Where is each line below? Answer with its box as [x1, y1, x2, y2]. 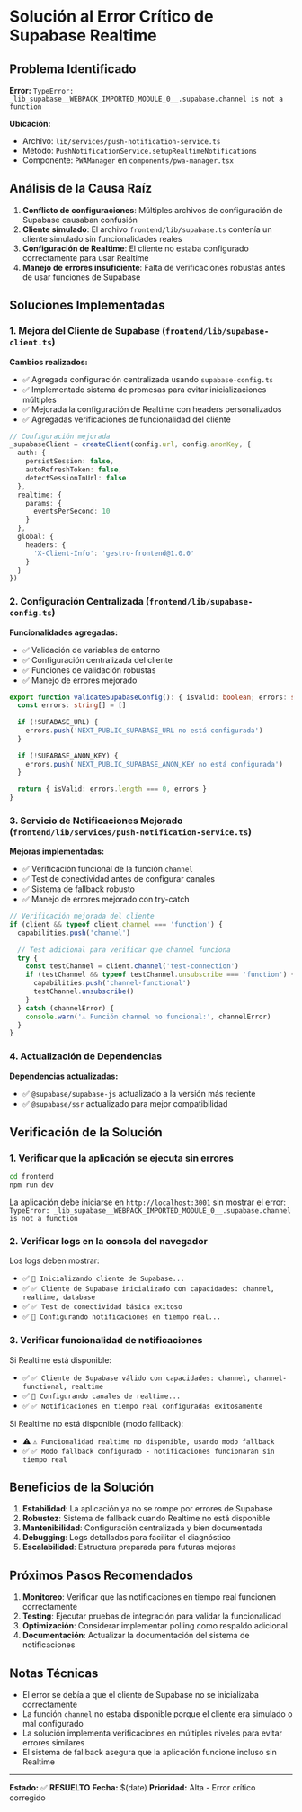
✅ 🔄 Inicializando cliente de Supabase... [22, 1273, 185, 1284]
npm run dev [9, 1180, 54, 1189]
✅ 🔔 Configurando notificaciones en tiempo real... [22, 1311, 222, 1322]
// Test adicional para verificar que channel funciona [17, 945, 231, 955]
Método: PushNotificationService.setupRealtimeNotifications [22, 146, 258, 156]
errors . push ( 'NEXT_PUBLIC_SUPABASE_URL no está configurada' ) [25, 726, 263, 735]
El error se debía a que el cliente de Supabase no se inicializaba [22, 1690, 259, 1700]
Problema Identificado [9, 61, 137, 76]
